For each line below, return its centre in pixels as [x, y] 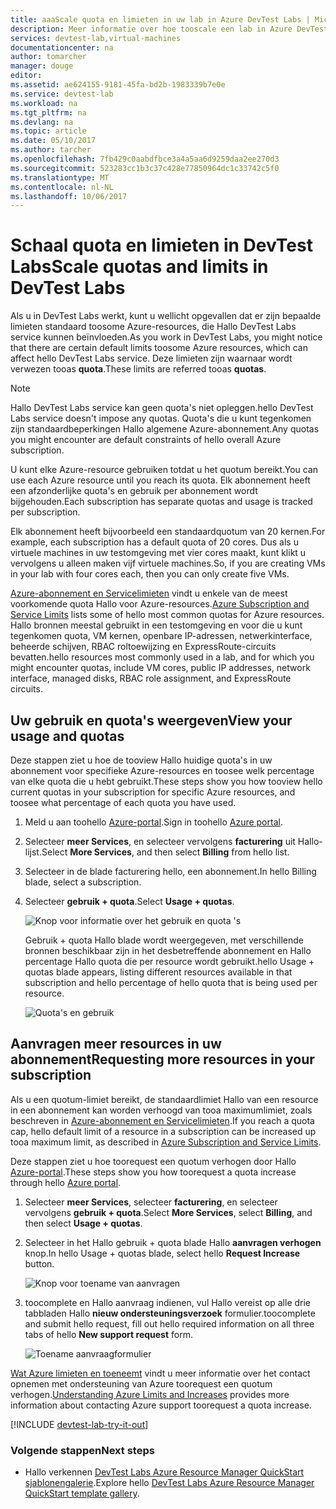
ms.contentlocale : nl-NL [62, 187]
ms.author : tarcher [51, 150]
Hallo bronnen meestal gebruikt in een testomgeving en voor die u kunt [156, 625]
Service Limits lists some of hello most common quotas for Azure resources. [167, 615]
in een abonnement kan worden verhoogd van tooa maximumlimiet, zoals [161, 1110]
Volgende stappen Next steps [82, 1450]
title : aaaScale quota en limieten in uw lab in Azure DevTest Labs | [160, 19]
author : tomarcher [48, 57]
